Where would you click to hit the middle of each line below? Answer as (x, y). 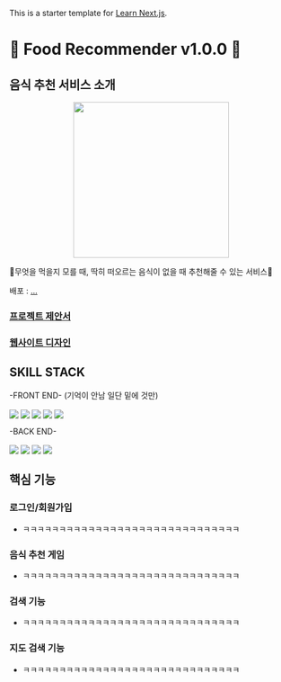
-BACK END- (33, 431)
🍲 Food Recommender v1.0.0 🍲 (126, 49)
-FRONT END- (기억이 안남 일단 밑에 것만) (84, 395)
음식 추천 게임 (37, 554)
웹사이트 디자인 (40, 343)
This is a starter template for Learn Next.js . (88, 13)
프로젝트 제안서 (40, 316)
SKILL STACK (47, 372)
